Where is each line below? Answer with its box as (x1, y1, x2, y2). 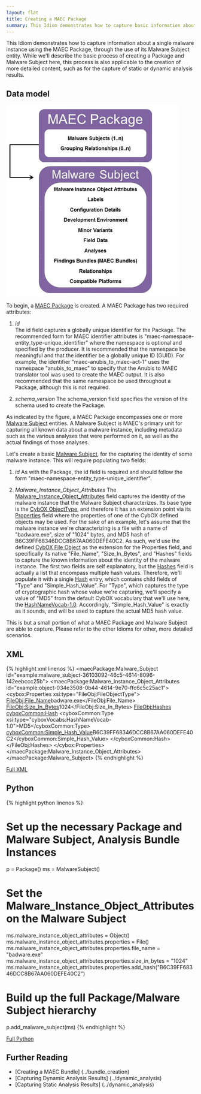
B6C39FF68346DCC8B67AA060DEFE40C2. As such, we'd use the (14, 537, 180, 545)
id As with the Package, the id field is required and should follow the (14, 468, 183, 476)
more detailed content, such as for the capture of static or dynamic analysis (6, 65, 193, 72)
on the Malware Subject (6, 912, 127, 926)
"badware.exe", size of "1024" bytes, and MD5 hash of (14, 531, 150, 538)
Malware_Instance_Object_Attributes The (14, 486, 117, 494)
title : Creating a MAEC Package (6, 16, 87, 22)
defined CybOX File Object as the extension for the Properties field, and (14, 544, 192, 551)
